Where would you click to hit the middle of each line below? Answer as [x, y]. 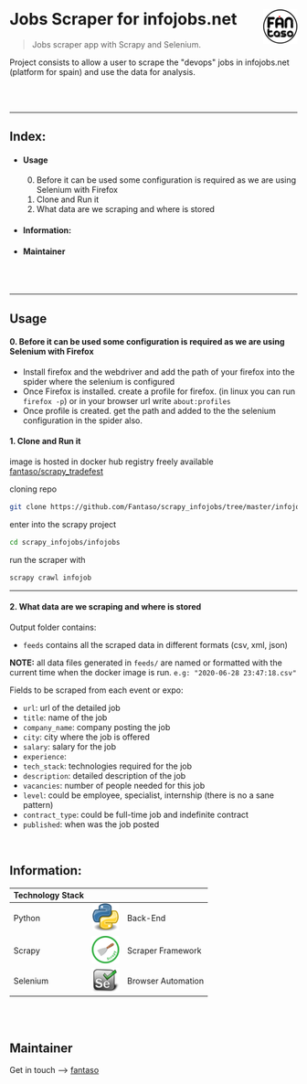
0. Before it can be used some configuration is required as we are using [147, 342]
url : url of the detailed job [71, 707]
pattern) [38, 804]
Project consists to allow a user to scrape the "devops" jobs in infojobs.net [149, 62]
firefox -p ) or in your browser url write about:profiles [127, 400]
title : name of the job [65, 717]
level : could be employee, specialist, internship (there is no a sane [148, 795]
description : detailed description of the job [104, 775]
